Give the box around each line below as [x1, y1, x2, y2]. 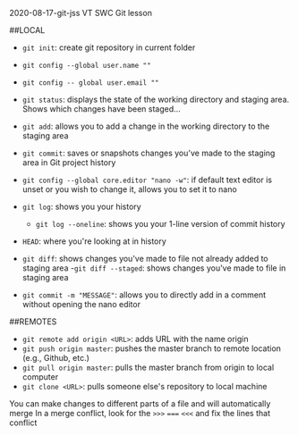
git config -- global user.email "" [21, 79, 159, 88]
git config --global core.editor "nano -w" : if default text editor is [21, 174, 273, 185]
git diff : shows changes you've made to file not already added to [21, 254, 268, 264]
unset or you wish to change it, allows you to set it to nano [21, 184, 237, 195]
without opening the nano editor [21, 299, 141, 309]
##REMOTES [9, 316, 57, 327]
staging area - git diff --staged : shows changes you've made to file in [21, 263, 286, 273]
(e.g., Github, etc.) [21, 353, 89, 363]
